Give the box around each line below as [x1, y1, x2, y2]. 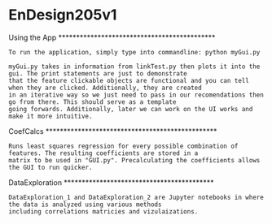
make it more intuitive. [8, 112, 93, 120]
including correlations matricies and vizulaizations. [8, 207, 199, 216]
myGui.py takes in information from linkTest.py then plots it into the [8, 62, 261, 71]
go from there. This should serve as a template [8, 97, 177, 106]
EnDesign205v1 [8, 6, 117, 24]
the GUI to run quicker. [8, 163, 93, 171]
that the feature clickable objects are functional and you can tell [8, 76, 250, 84]
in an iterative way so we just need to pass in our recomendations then [8, 91, 265, 99]
